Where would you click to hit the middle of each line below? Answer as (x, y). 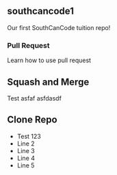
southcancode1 (40, 11)
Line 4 (26, 158)
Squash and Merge (48, 82)
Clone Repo (32, 120)
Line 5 (26, 165)
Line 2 (26, 144)
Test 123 (29, 136)
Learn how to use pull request (49, 60)
